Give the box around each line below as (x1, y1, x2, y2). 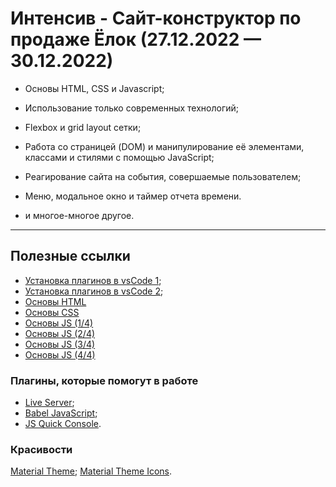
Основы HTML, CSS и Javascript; (24, 82, 165, 94)
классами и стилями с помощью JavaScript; (24, 151, 215, 163)
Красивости (10, 442, 73, 456)
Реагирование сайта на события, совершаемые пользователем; (24, 170, 302, 182)
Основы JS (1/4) (24, 317, 94, 329)
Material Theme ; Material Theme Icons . (10, 465, 172, 477)
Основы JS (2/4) (24, 327, 96, 339)
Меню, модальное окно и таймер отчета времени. (24, 190, 242, 202)
